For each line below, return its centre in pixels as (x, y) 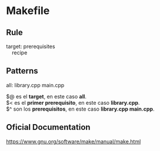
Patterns (22, 71)
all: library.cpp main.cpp (35, 85)
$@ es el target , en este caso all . (46, 96)
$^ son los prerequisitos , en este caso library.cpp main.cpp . (80, 109)
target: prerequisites (31, 46)
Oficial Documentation (48, 127)
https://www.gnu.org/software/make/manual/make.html (74, 141)
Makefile (28, 11)
